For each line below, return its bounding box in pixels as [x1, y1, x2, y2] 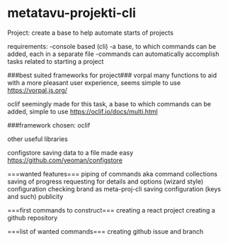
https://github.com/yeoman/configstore [7, 156, 122, 164]
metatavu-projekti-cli [7, 5, 136, 21]
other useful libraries [7, 135, 69, 143]
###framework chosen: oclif [7, 120, 91, 129]
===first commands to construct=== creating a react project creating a [7, 205, 216, 214]
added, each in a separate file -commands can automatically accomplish [7, 50, 220, 58]
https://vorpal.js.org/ [7, 86, 67, 94]
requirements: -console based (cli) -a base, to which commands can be [7, 42, 217, 50]
